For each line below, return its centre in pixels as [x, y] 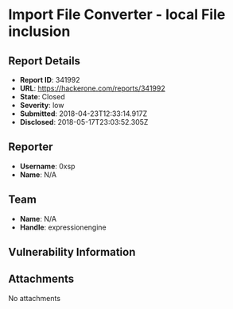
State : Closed [42, 97]
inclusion [39, 31]
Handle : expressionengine [63, 227]
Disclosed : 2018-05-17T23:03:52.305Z [84, 122]
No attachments [35, 298]
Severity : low [42, 105]
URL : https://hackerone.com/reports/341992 [92, 88]
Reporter [31, 147]
